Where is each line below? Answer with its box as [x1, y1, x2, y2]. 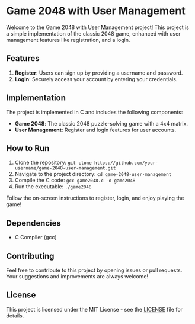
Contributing [6, 251, 55, 261]
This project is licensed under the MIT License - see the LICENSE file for [6, 306, 183, 313]
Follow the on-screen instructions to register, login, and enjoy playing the [6, 194, 184, 202]
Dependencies [6, 218, 61, 228]
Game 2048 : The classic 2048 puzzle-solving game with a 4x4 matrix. [14, 120, 188, 127]
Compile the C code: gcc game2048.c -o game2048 [14, 177, 136, 184]
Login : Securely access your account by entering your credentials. [14, 75, 178, 82]
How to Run [6, 143, 50, 153]
